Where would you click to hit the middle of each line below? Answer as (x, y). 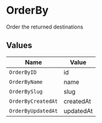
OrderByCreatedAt (34, 101)
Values (19, 45)
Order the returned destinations (45, 27)
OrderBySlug (26, 92)
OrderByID (23, 72)
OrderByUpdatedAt (34, 111)
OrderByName (26, 82)
